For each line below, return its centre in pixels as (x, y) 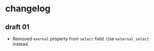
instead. (21, 44)
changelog (28, 9)
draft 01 (17, 27)
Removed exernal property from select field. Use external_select (81, 39)
